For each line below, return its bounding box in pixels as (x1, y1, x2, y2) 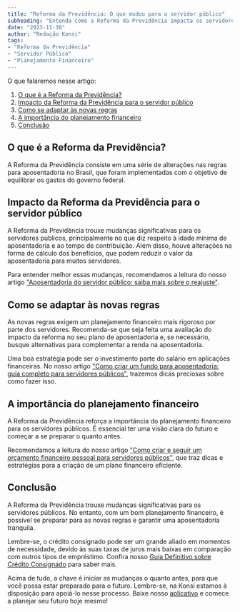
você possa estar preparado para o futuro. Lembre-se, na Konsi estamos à (7, 581, 227, 590)
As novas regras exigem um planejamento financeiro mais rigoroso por (7, 318, 216, 326)
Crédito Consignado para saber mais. (7, 560, 118, 568)
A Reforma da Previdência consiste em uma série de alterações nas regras (7, 160, 227, 169)
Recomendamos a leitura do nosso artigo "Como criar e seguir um (7, 446, 202, 454)
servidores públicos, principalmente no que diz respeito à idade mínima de (7, 234, 227, 243)
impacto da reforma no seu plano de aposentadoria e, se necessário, (7, 333, 211, 341)
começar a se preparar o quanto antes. (7, 432, 123, 440)
